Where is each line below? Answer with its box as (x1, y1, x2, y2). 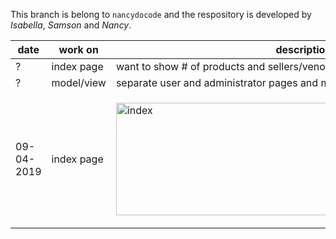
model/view (51, 76, 107, 89)
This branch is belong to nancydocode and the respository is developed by (10, 9, 312, 20)
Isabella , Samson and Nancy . (10, 19, 132, 31)
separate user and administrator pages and (115, 76, 319, 89)
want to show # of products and (115, 60, 266, 73)
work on (58, 43, 99, 56)
